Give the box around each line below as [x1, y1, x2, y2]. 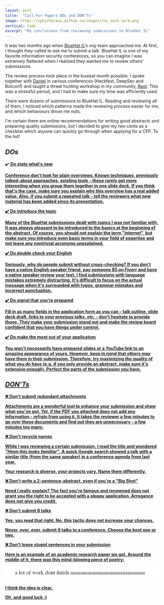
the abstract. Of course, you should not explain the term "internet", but [5, 230, 153, 236]
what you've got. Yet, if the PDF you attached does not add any [5, 408, 136, 414]
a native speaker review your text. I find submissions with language [5, 272, 145, 278]
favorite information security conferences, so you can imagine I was [5, 53, 142, 59]
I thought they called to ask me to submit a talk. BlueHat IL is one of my [5, 48, 148, 54]
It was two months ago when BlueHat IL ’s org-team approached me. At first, [5, 43, 158, 48]
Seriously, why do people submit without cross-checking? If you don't [5, 261, 151, 267]
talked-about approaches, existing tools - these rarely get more [5, 177, 137, 183]
